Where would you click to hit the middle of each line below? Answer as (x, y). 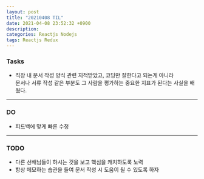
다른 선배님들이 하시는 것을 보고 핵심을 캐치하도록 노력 (79, 162)
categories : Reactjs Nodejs (42, 35)
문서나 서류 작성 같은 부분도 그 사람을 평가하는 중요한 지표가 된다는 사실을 (102, 83)
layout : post (23, 12)
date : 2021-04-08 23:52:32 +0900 (49, 23)
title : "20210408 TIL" (35, 18)
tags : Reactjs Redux (32, 40)
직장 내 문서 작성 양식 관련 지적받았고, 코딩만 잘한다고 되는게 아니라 (94, 75)
